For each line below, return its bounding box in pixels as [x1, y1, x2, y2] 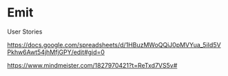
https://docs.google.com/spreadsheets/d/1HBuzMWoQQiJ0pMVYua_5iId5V [7, 40, 222, 49]
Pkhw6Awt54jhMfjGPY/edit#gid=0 [7, 48, 105, 56]
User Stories [7, 27, 43, 36]
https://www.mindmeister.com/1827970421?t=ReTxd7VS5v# [7, 61, 178, 69]
